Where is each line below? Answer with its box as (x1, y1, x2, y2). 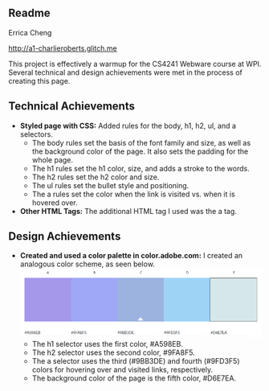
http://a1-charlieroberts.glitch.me (8, 43, 118, 53)
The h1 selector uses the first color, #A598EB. (31, 339, 183, 348)
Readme (8, 6, 51, 20)
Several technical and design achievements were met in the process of (8, 68, 243, 77)
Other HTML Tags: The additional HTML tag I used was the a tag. (19, 206, 237, 216)
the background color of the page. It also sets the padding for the (31, 146, 249, 156)
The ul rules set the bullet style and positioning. (31, 180, 190, 190)
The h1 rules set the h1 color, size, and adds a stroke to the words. (31, 163, 251, 173)
